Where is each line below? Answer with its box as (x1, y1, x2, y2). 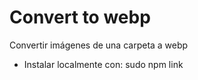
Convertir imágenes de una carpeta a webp (9, 39, 189, 51)
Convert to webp (9, 6, 151, 29)
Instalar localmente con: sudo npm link (23, 58, 184, 70)
